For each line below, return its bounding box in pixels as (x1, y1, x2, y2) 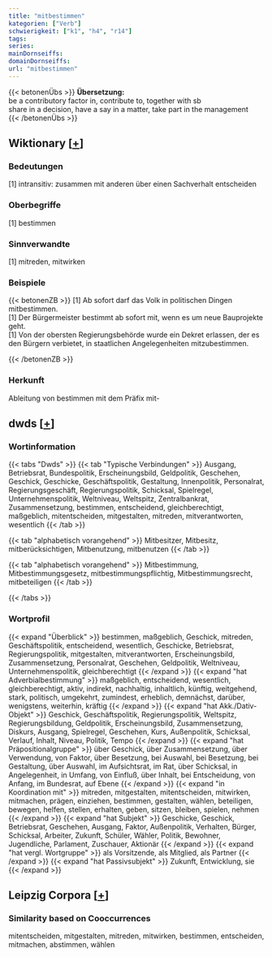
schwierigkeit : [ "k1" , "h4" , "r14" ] (8, 27, 132, 35)
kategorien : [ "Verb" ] (8, 19, 82, 28)
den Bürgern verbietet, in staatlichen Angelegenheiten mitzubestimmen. (8, 339, 249, 349)
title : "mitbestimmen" (8, 11, 85, 20)
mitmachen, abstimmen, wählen (8, 940, 115, 950)
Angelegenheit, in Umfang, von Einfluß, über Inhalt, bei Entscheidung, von (8, 769, 256, 780)
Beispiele (8, 277, 46, 288)
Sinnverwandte (8, 238, 71, 249)
